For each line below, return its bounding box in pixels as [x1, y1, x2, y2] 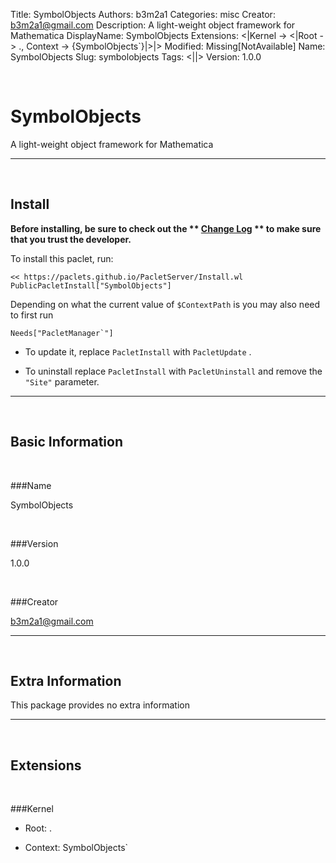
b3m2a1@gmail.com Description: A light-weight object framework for [10, 19, 296, 31]
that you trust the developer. [10, 233, 132, 245]
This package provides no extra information [10, 699, 190, 711]
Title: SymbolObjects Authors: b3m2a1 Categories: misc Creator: [10, 9, 276, 20]
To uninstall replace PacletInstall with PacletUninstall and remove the [24, 365, 323, 377]
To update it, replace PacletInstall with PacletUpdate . [24, 345, 252, 358]
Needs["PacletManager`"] [10, 328, 114, 338]
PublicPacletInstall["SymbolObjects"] [10, 280, 172, 291]
